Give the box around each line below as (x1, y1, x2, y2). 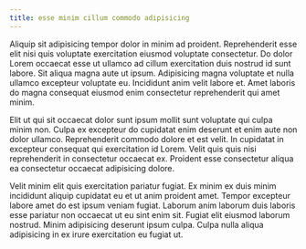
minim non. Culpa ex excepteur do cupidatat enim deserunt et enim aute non (9, 124, 298, 135)
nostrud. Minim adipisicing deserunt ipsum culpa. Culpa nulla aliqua (9, 219, 264, 230)
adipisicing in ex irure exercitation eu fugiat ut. (9, 229, 184, 240)
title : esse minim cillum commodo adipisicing (9, 13, 190, 23)
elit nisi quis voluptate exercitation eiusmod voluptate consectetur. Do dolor (9, 47, 293, 59)
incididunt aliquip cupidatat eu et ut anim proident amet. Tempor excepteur (9, 190, 290, 201)
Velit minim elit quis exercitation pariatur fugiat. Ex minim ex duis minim (9, 180, 277, 192)
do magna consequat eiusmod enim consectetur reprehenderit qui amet (9, 87, 280, 98)
